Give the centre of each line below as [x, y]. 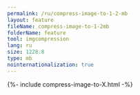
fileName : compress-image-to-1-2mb [58, 26]
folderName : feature [37, 33]
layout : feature [30, 20]
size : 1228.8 [26, 52]
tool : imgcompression [38, 39]
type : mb [20, 59]
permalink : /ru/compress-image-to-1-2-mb [68, 13]
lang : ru [20, 45]
